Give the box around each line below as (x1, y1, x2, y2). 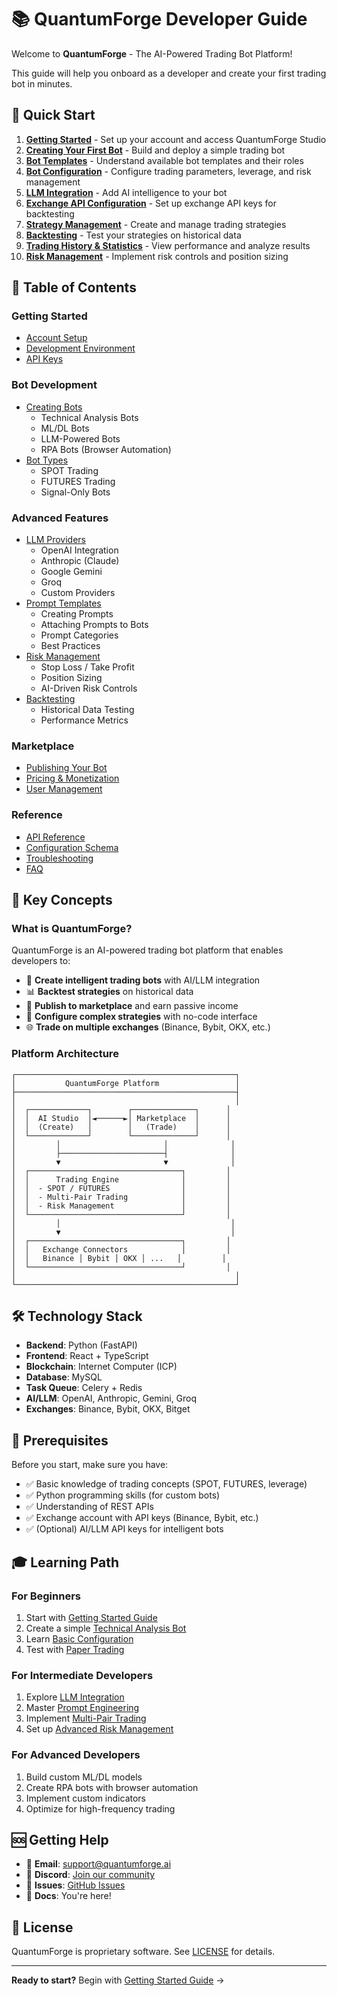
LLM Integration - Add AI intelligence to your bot (25, 186, 228, 198)
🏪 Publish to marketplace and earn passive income (25, 1000, 239, 1012)
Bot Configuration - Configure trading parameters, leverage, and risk (25, 165, 312, 177)
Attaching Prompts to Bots (40, 619, 149, 631)
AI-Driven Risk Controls (40, 682, 138, 695)
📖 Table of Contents (11, 279, 137, 296)
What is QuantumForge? (11, 921, 133, 935)
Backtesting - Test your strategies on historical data (25, 229, 242, 241)
